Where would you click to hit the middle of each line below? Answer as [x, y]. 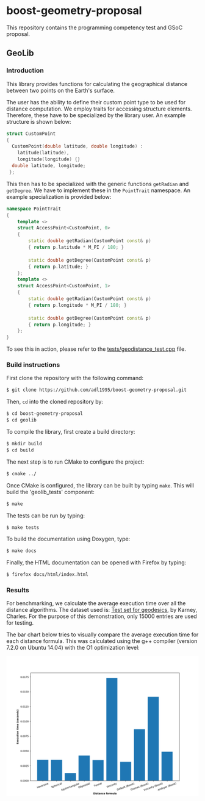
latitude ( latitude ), [43, 153]
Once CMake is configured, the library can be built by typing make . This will [100, 485]
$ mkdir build [24, 444]
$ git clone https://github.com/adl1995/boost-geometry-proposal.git [97, 390]
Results [18, 591]
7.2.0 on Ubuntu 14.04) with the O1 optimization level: [73, 648]
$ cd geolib [21, 420]
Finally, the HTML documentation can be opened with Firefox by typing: [96, 562]
